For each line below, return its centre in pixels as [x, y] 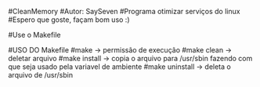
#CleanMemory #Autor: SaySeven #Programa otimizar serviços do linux [124, 11]
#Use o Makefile [34, 35]
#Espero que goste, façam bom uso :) [69, 20]
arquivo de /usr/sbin [40, 75]
